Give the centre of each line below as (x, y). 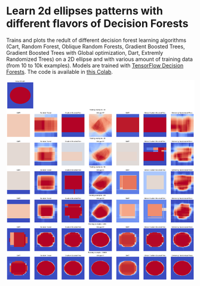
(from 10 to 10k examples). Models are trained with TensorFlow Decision (95, 65)
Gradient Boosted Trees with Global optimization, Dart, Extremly (85, 52)
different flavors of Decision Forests (97, 24)
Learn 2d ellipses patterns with (84, 11)
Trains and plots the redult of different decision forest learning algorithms (96, 40)
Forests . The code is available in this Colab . (60, 71)
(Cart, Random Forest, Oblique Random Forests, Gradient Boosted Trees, (96, 46)
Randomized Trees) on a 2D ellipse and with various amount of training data (99, 59)
